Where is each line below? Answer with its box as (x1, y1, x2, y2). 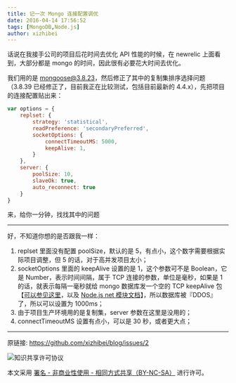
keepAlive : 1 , (44, 145, 86, 152)
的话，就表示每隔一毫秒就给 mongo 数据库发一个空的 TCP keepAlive (17, 282, 215, 290)
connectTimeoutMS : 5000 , (44, 138, 118, 145)
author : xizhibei (7, 30, 58, 37)
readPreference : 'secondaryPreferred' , (32, 124, 150, 132)
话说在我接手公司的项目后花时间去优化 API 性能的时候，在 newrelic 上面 (7, 50, 215, 58)
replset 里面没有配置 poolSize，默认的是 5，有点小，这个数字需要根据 (17, 247, 220, 255)
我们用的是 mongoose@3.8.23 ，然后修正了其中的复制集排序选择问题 (7, 74, 206, 82)
